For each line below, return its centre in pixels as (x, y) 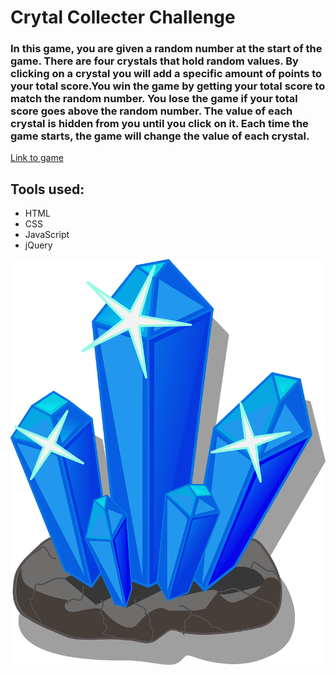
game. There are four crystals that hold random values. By (154, 61)
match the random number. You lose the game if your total (154, 99)
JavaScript (47, 235)
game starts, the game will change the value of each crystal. (160, 136)
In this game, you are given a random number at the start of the (166, 49)
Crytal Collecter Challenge (123, 17)
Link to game (37, 158)
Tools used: (47, 189)
